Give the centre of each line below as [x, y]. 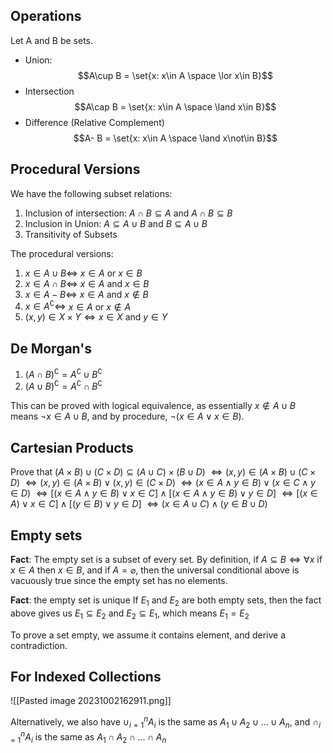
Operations [46, 16]
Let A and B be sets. [52, 40]
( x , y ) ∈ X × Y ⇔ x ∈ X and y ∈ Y [96, 317]
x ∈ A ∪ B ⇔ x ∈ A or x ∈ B [83, 273]
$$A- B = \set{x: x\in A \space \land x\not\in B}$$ [175, 138]
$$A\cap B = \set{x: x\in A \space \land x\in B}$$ [175, 106]
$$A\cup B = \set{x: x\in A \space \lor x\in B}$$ [175, 75]
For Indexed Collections [86, 677]
